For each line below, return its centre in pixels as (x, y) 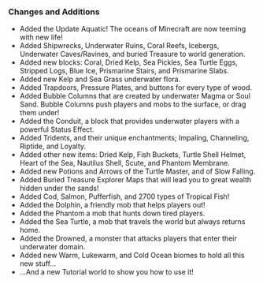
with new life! (41, 37)
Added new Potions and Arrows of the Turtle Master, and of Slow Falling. (137, 171)
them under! (39, 113)
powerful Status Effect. (57, 129)
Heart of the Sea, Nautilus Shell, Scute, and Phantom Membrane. (124, 163)
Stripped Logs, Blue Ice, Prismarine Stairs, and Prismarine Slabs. (124, 71)
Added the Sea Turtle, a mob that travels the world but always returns (132, 222)
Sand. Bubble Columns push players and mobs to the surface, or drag (133, 104)
